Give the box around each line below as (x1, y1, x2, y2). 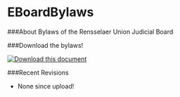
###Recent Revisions (7, 68, 69, 77)
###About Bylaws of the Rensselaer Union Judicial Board (7, 27, 174, 36)
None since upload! (17, 82, 75, 90)
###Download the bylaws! (7, 41, 84, 49)
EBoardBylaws (7, 4, 94, 20)
